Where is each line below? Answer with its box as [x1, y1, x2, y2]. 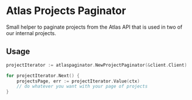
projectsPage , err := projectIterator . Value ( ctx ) [16, 78, 140, 84]
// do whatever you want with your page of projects [16, 84, 148, 89]
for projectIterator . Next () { [6, 73, 80, 78]
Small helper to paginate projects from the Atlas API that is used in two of [6, 23, 183, 30]
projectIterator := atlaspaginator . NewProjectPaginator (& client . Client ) [6, 62, 187, 68]
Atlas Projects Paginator [6, 4, 126, 18]
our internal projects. [6, 29, 57, 36]
